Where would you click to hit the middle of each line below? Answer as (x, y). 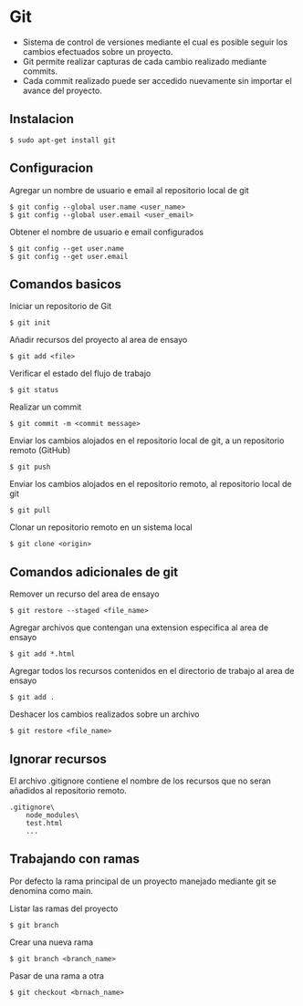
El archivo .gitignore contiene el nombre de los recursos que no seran (141, 781)
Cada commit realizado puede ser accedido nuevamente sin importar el (157, 80)
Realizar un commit (46, 407)
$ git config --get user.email (69, 256)
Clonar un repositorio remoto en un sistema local (101, 527)
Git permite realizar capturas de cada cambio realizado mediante (145, 61)
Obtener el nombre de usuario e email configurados (106, 232)
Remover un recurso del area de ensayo (84, 594)
